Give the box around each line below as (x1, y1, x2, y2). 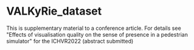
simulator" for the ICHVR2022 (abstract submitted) (6, 37, 134, 45)
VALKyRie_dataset (6, 4, 102, 18)
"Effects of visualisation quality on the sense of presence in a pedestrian (6, 30, 189, 38)
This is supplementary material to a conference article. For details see (6, 24, 181, 32)
